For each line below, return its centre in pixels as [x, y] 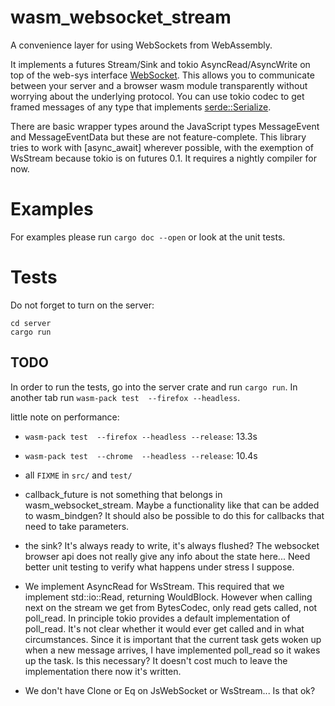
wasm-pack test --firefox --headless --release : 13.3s [141, 436]
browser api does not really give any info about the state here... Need [167, 556]
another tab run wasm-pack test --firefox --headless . [125, 397]
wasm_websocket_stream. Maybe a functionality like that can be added [172, 505]
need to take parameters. [77, 526]
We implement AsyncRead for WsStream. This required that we [154, 586]
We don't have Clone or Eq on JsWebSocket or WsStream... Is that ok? [170, 690]
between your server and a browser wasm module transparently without [159, 85]
